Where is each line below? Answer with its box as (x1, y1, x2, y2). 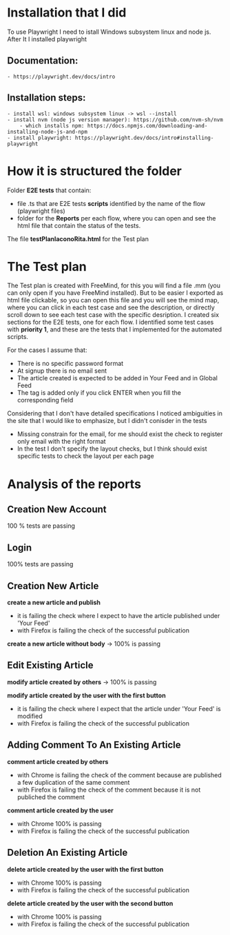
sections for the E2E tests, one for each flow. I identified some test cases (7, 318, 214, 327)
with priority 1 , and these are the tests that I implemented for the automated (7, 325, 222, 333)
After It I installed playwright (7, 34, 87, 43)
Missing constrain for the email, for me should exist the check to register (17, 430, 223, 438)
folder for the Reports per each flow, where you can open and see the (17, 214, 216, 222)
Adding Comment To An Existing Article (7, 739, 181, 751)
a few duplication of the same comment (17, 778, 130, 786)
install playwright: (13, 134, 72, 141)
